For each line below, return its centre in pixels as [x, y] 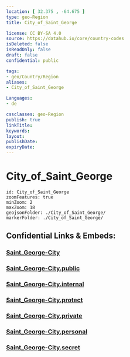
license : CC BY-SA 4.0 [34, 33]
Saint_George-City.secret [43, 347]
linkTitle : [19, 125]
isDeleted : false [27, 44]
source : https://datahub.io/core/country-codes [65, 39]
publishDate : [22, 142]
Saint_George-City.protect [45, 300]
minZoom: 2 [19, 202]
